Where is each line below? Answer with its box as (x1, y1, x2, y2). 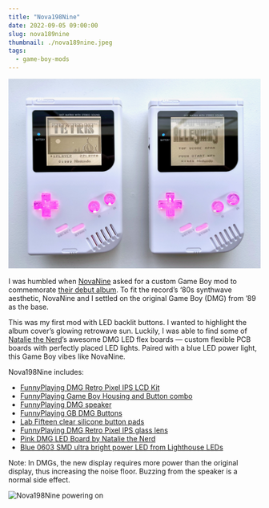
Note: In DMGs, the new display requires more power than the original (8, 457, 239, 467)
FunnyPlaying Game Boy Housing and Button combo (19, 391, 193, 400)
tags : (8, 47, 26, 55)
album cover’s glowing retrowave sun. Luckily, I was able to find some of (8, 326, 248, 335)
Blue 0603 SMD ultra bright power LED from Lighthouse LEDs (19, 442, 224, 452)
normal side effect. (8, 474, 70, 485)
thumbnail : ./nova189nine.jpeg (8, 39, 113, 47)
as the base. (8, 302, 50, 311)
